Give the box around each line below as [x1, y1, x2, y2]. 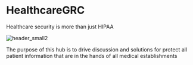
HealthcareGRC [6, 4, 85, 17]
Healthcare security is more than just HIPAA [6, 23, 114, 30]
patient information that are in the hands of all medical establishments [6, 52, 178, 59]
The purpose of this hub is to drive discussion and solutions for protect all [6, 45, 188, 53]
